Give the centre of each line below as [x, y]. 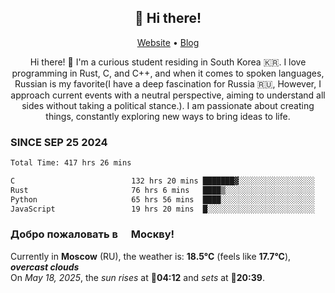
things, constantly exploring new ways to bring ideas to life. [168, 116]
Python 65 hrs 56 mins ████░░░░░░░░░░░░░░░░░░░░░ [162, 199]
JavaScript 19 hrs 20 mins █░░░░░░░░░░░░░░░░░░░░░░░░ [162, 209]
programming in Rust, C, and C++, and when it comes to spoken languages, [168, 73]
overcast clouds [45, 267]
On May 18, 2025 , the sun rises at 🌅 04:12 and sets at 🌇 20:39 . [137, 277]
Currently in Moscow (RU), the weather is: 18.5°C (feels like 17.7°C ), [151, 256]
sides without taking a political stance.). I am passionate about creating [168, 105]
